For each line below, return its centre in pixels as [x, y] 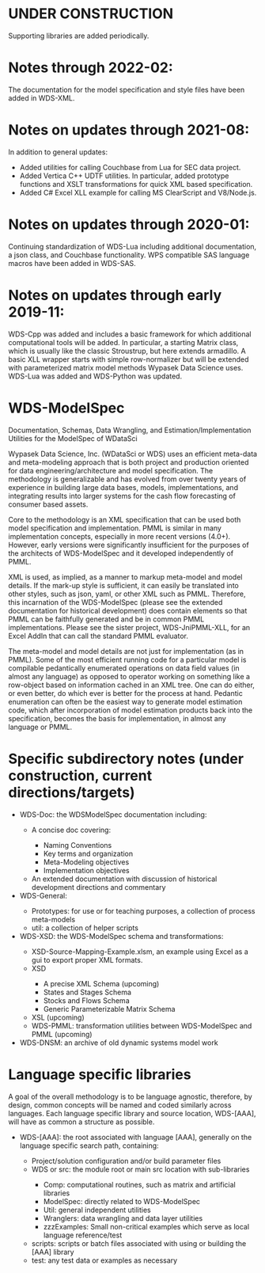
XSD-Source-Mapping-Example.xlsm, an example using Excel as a [140, 952]
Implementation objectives [86, 870]
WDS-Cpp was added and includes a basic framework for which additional [130, 334]
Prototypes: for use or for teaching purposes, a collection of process [143, 910]
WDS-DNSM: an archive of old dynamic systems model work [119, 1043]
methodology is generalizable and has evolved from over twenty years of [127, 479]
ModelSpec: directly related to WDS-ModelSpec [121, 1201]
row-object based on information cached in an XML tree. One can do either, [132, 685]
